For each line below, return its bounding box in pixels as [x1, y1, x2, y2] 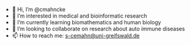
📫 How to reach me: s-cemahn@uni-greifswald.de [12, 32, 140, 39]
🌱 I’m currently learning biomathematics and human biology [12, 19, 161, 26]
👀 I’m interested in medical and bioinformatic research [12, 12, 147, 19]
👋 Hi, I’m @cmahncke [12, 6, 65, 13]
